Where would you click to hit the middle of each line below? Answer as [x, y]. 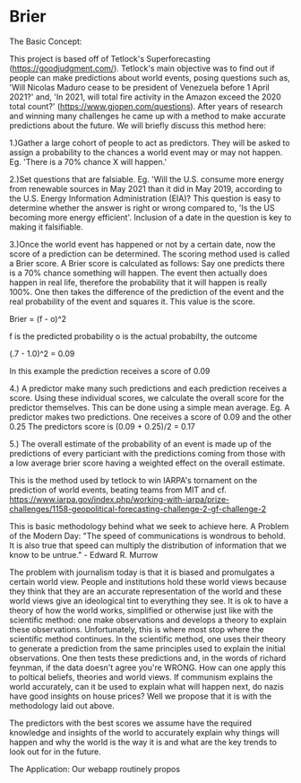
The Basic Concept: [46, 41]
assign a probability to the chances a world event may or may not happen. [146, 152]
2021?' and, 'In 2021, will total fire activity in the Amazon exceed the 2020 [146, 97]
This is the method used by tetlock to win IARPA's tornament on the [133, 480]
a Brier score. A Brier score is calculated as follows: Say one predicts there [147, 263]
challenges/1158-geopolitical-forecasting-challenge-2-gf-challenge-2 [138, 509]
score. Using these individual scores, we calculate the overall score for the [147, 397]
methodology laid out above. [62, 705]
